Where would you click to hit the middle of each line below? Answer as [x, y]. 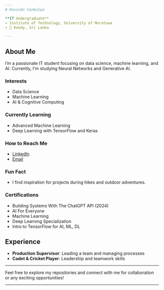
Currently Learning [28, 115]
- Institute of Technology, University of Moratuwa [59, 23]
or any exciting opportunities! [35, 278]
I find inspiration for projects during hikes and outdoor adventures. [79, 182]
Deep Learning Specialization [42, 221]
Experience [23, 241]
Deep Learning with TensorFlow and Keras [55, 130]
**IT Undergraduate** [27, 18]
